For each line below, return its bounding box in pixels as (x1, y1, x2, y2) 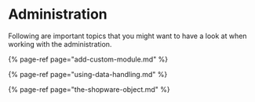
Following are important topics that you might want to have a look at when (8, 31, 247, 40)
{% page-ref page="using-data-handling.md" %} (8, 69, 168, 79)
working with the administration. (8, 39, 112, 48)
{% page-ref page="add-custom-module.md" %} (8, 55, 169, 64)
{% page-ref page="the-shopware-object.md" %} (8, 84, 170, 94)
